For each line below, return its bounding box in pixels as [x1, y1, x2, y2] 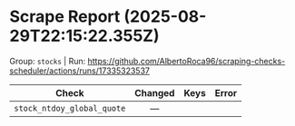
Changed [134, 86, 175, 99]
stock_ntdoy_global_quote [14, 102, 126, 113]
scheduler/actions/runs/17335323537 [9, 65, 150, 76]
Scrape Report [9, 6, 121, 27]
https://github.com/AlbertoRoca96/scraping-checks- [87, 55, 286, 66]
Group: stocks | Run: [9, 55, 86, 66]
